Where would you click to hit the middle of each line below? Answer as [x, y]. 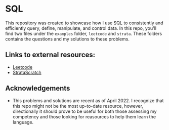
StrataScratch [27, 72]
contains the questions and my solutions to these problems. [68, 39]
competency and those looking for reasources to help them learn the [84, 116]
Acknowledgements [38, 88]
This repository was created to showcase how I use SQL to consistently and [84, 23]
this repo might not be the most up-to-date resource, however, [78, 106]
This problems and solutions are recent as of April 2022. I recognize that [88, 100]
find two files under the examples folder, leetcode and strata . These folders [84, 33]
